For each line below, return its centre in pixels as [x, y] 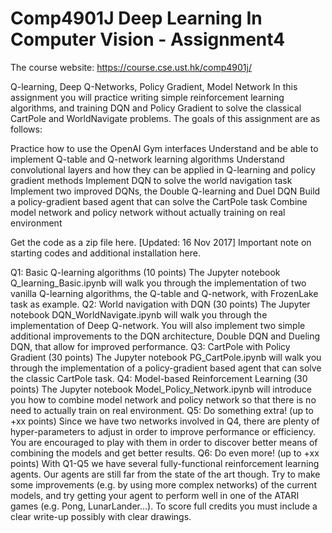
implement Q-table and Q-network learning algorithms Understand [147, 159]
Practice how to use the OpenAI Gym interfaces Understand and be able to [164, 148]
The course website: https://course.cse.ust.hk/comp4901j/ [131, 67]
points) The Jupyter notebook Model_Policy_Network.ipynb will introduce [161, 389]
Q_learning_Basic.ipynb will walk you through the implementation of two [158, 283]
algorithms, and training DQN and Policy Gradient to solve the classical [156, 108]
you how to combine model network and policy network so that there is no [163, 399]
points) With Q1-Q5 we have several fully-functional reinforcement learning [165, 463]
